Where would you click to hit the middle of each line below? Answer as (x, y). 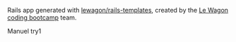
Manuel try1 (24, 31)
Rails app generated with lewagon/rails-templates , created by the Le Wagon (118, 10)
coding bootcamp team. (42, 17)
